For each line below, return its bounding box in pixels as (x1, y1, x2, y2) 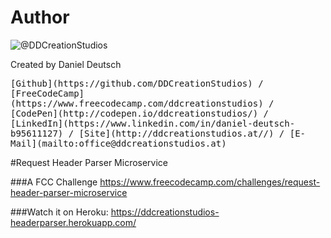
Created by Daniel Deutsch (10, 58, 122, 70)
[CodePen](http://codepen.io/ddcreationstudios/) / (10, 107, 270, 119)
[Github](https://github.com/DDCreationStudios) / (10, 77, 264, 89)
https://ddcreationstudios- (110, 206, 220, 218)
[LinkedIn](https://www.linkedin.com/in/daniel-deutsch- (10, 117, 296, 129)
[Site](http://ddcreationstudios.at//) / (78, 127, 285, 139)
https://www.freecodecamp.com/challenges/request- (99, 176, 321, 188)
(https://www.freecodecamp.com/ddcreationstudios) (10, 97, 264, 109)
